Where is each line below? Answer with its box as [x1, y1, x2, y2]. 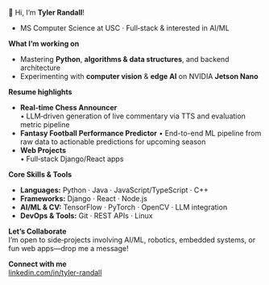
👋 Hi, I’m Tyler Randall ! [8, 8, 85, 17]
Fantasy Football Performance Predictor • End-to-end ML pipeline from [19, 129, 262, 138]
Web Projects [19, 146, 67, 155]
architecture [19, 63, 61, 72]
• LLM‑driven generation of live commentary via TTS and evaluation [19, 111, 246, 121]
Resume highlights [8, 87, 72, 97]
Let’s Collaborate [8, 226, 67, 236]
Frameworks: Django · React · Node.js [19, 194, 147, 203]
